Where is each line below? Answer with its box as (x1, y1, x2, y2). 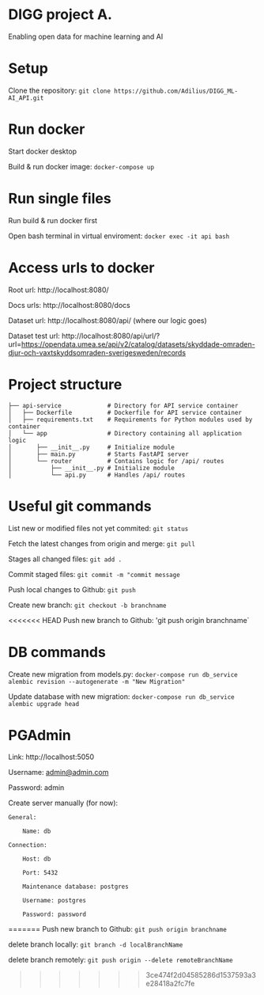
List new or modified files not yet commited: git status (8, 523, 189, 533)
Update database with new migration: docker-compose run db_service (8, 691, 235, 701)
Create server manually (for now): (8, 798, 119, 808)
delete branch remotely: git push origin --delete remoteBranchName (8, 955, 233, 965)
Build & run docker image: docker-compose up (8, 161, 155, 171)
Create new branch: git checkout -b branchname (8, 600, 167, 610)
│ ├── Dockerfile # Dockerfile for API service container (8, 408, 243, 416)
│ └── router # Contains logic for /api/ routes (8, 457, 224, 465)
